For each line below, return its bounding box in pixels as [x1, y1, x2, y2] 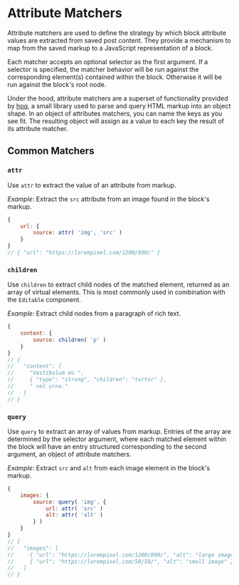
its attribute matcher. [7, 124, 68, 133]
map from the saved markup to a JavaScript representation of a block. [7, 43, 213, 52]
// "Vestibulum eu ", [7, 369, 84, 377]
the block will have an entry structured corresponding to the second [7, 442, 207, 450]
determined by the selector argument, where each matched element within [7, 435, 226, 443]
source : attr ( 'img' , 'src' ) [33, 229, 122, 237]
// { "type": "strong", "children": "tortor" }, [7, 376, 167, 383]
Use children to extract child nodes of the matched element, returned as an [7, 280, 230, 289]
